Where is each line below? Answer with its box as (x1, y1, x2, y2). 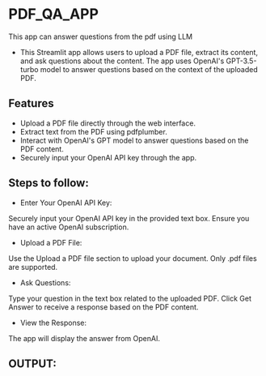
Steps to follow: (8, 176, 89, 190)
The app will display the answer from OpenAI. (8, 333, 160, 343)
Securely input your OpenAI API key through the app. (19, 152, 196, 162)
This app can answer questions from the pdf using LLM (8, 32, 193, 41)
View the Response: (19, 318, 87, 327)
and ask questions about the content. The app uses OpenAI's (19, 56, 225, 66)
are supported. (8, 262, 58, 271)
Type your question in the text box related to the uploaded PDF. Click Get (8, 293, 252, 303)
